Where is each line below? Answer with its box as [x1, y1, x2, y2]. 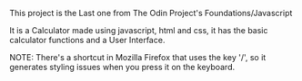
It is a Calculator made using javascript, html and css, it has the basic [9, 25, 268, 35]
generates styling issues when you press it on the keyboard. [9, 62, 236, 72]
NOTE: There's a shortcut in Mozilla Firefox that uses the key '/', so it [9, 52, 267, 62]
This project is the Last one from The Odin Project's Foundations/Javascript [9, 8, 293, 18]
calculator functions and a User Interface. [9, 35, 166, 45]
